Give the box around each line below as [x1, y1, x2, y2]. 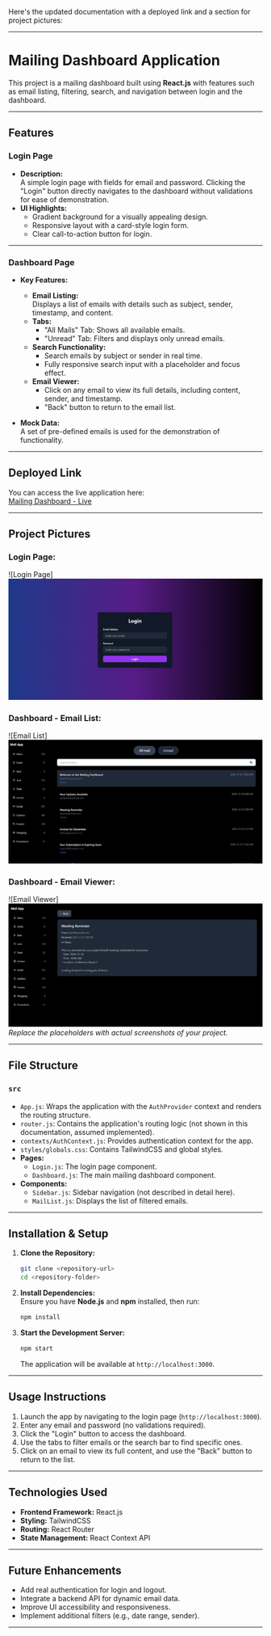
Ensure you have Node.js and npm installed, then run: [19, 1297, 200, 1306]
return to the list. [19, 1454, 76, 1464]
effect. [44, 368, 66, 377]
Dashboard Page [8, 256, 75, 268]
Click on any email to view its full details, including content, [44, 385, 240, 394]
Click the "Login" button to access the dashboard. [19, 1428, 187, 1438]
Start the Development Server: [19, 1328, 125, 1338]
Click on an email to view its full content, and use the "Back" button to [19, 1446, 252, 1456]
